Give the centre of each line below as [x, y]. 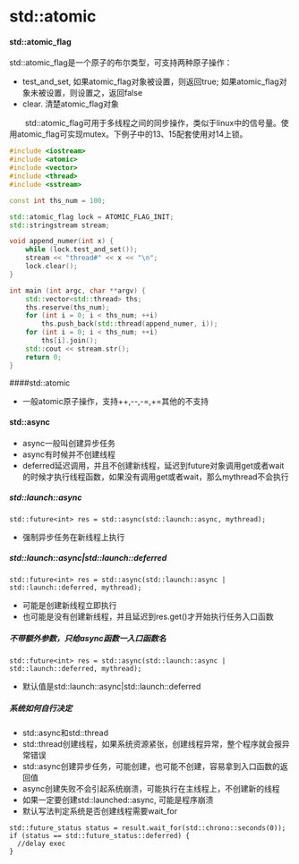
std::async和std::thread [65, 733]
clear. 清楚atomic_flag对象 [70, 104]
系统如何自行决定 [41, 708]
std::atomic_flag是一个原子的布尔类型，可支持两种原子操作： [121, 63]
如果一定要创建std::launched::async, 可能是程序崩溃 [118, 800]
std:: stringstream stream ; [60, 225]
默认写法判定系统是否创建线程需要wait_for [99, 810]
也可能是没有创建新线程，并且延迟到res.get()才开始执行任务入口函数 [148, 616]
